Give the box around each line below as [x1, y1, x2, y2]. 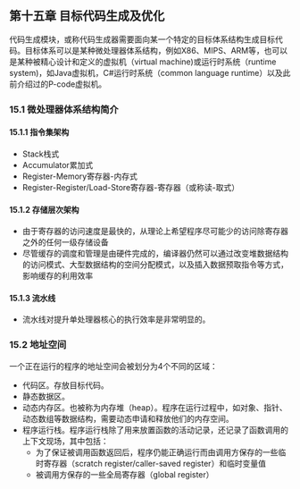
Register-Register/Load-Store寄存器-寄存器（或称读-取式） [21, 181, 239, 192]
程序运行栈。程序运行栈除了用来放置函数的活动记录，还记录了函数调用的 [21, 424, 288, 435]
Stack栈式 [21, 148, 60, 159]
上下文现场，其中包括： [21, 435, 109, 446]
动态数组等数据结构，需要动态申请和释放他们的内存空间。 [21, 413, 234, 424]
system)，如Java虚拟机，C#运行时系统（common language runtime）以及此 [9, 67, 291, 78]
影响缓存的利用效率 [21, 271, 94, 282]
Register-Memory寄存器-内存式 [21, 171, 138, 181]
